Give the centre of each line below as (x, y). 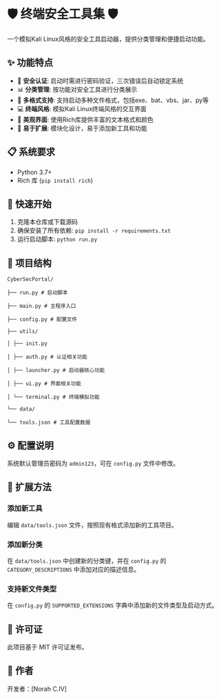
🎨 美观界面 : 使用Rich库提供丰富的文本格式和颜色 (85, 119)
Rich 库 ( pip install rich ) (55, 180)
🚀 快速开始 (29, 204)
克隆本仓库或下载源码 (47, 222)
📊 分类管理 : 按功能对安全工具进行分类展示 (77, 89)
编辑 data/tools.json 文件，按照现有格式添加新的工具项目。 (92, 524)
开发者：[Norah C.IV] (37, 689)
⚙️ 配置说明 (30, 445)
